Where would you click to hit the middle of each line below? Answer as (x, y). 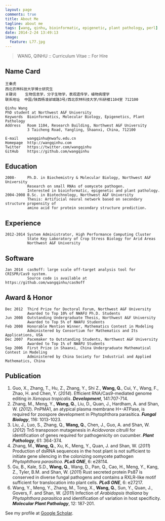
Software (20, 258)
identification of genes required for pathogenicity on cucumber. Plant (83, 435)
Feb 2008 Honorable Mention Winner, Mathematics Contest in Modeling (79, 326)
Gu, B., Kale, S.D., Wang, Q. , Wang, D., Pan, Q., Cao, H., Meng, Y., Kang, (85, 467)
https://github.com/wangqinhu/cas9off (45, 282)
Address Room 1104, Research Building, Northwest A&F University (76, 125)
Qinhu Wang (16, 108)
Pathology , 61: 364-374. (37, 441)
